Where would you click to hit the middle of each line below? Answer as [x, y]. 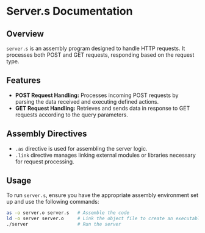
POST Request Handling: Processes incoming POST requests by [97, 95]
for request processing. [45, 161]
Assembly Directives [47, 134]
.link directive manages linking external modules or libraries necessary [106, 155]
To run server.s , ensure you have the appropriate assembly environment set [102, 195]
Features [23, 81]
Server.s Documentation [70, 11]
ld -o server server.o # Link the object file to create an [90, 219]
